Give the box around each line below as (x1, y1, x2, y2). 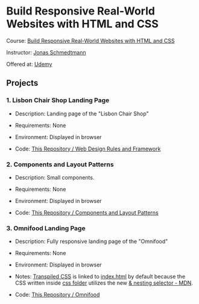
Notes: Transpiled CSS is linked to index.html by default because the (14, 273, 186, 280)
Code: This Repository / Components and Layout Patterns (14, 209, 159, 216)
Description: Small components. (14, 173, 95, 181)
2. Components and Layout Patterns (6, 160, 114, 169)
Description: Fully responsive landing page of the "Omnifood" (14, 238, 168, 245)
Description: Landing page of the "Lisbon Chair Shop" (14, 110, 149, 117)
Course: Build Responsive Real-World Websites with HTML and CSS (6, 37, 175, 44)
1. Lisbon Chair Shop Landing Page (6, 96, 110, 105)
